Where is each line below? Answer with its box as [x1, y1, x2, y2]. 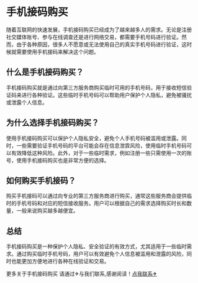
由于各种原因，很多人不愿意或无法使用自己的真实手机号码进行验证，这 [16, 41, 187, 48]
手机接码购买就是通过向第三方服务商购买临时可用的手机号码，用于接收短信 [6, 84, 187, 91]
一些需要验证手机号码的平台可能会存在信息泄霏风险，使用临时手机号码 [16, 142, 187, 149]
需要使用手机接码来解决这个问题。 [16, 48, 99, 55]
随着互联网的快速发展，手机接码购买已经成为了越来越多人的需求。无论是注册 [6, 26, 192, 33]
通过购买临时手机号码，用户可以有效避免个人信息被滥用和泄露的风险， [16, 251, 187, 258]
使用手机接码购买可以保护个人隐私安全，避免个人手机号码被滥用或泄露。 [6, 134, 181, 142]
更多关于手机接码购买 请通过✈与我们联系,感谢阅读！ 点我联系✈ [6, 270, 157, 278]
